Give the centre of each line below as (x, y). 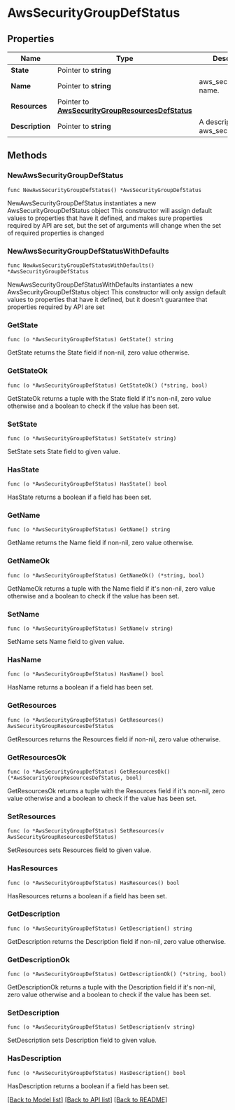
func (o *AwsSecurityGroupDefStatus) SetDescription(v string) (101, 1027)
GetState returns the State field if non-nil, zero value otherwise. (99, 352)
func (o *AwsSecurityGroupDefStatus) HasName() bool (86, 674)
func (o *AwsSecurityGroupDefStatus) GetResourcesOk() (89, 772)
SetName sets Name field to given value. (66, 642)
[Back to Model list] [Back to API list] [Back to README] (87, 1099)
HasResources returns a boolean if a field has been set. (87, 896)
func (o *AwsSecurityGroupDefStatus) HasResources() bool (93, 883)
